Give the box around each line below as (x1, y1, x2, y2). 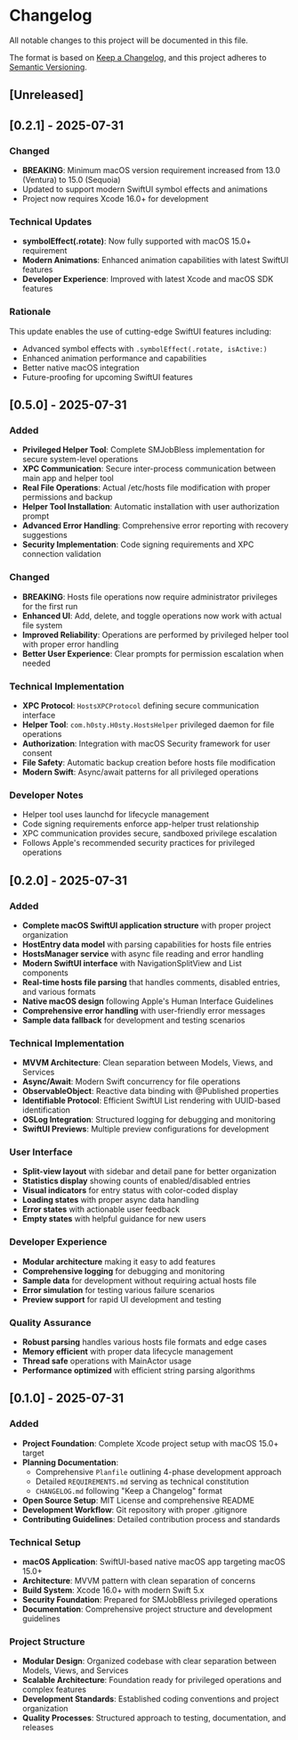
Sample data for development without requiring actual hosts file (21, 1275, 257, 1286)
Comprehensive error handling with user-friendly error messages (21, 1005, 266, 1015)
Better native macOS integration (21, 362, 140, 373)
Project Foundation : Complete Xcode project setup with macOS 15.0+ (21, 1438, 279, 1448)
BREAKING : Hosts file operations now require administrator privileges (21, 591, 278, 602)
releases (21, 1722, 54, 1733)
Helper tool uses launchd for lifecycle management (21, 809, 210, 820)
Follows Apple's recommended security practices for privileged (21, 838, 255, 849)
